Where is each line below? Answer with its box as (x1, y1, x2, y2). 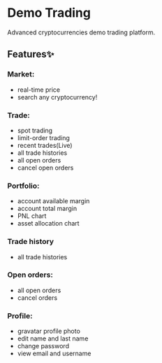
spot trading (17, 126, 53, 135)
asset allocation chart (17, 219, 80, 228)
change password (17, 342, 70, 350)
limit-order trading (17, 133, 70, 142)
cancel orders (17, 293, 58, 302)
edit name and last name (17, 334, 89, 343)
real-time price (17, 85, 61, 94)
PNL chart (17, 212, 47, 220)
